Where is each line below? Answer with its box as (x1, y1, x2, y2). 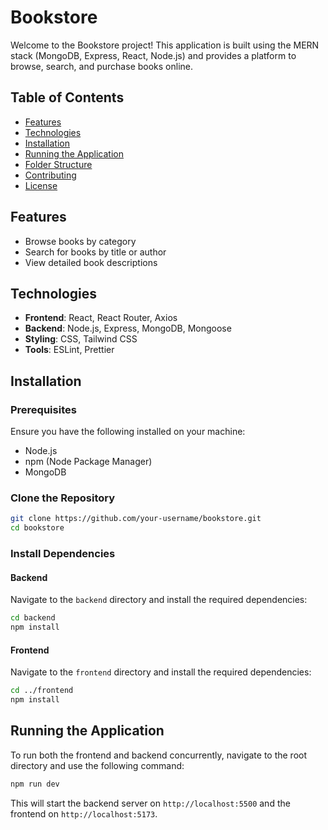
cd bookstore (10, 523, 65, 533)
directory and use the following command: (10, 759, 185, 771)
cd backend (10, 613, 56, 623)
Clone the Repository (10, 491, 116, 505)
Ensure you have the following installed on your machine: (10, 426, 246, 438)
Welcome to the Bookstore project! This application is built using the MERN (10, 39, 320, 51)
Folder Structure (24, 158, 93, 170)
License (24, 179, 58, 191)
